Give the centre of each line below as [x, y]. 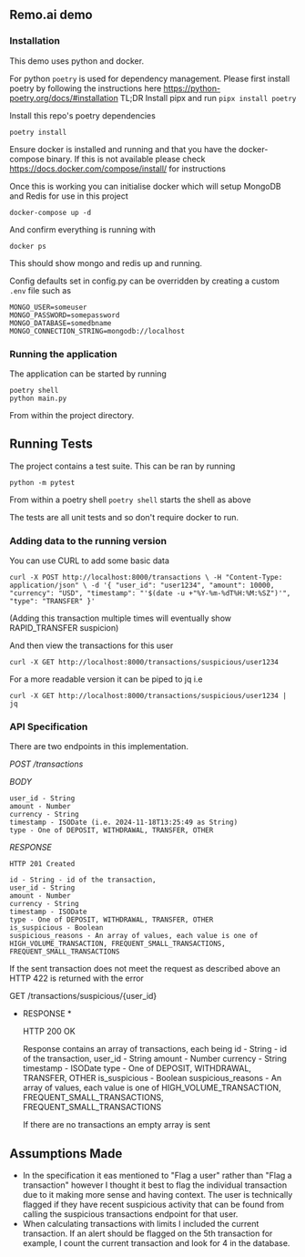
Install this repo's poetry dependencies [83, 115]
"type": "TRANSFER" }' [52, 602]
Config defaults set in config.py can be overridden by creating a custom [145, 281]
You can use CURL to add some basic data [90, 561]
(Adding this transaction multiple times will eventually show [121, 618]
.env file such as [40, 290]
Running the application [63, 354]
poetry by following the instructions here [86, 88]
